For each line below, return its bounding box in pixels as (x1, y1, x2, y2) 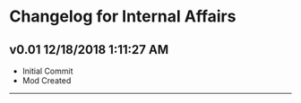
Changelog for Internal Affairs (9, 6, 236, 27)
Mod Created (21, 75, 72, 86)
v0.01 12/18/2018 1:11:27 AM (9, 42, 168, 57)
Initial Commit (21, 65, 73, 76)
